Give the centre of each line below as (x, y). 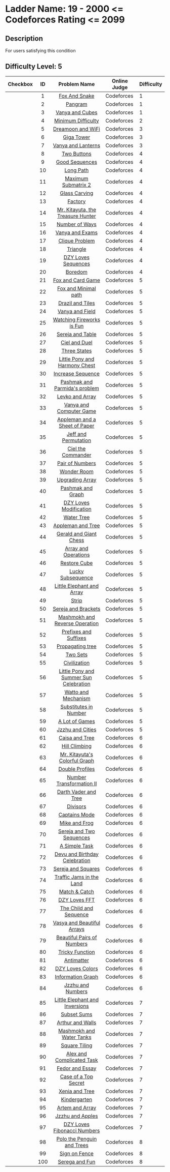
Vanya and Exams (76, 232)
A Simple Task (77, 846)
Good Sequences (77, 162)
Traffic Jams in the (77, 877)
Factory (77, 201)
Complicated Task (76, 1060)
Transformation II (77, 784)
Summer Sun (77, 677)
